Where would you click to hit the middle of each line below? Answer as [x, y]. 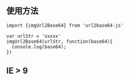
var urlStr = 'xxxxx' [34, 36]
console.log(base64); [39, 47]
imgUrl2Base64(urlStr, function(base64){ [60, 42]
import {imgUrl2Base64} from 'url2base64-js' [65, 25]
